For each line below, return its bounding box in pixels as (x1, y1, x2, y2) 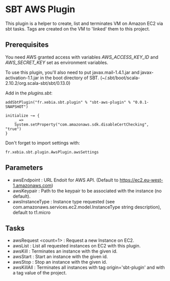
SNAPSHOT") (5, 104, 29, 109)
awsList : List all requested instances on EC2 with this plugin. (12, 243, 141, 249)
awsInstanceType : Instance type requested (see (12, 198, 115, 204)
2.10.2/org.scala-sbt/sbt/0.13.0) (5, 80, 71, 86)
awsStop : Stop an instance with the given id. (12, 259, 107, 265)
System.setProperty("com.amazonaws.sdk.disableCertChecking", (14, 122, 149, 127)
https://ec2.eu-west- (119, 177, 163, 183)
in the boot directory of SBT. (40, 75, 99, 81)
